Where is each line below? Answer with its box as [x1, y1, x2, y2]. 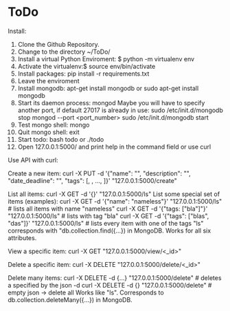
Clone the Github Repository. [17, 40, 100, 48]
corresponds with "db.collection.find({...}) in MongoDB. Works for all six [8, 226, 211, 235]
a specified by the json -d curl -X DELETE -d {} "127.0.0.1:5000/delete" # [8, 281, 212, 289]
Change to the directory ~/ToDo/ [17, 47, 111, 56]
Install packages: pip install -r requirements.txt [17, 69, 150, 78]
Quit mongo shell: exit [17, 128, 80, 136]
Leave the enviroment [17, 76, 80, 85]
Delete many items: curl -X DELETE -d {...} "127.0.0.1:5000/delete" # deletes [8, 273, 222, 282]
